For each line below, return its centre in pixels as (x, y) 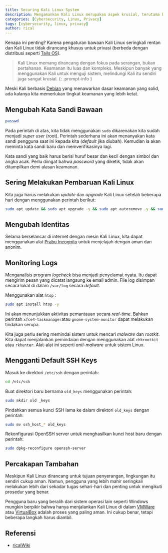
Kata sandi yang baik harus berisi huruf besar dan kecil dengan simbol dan (82, 156)
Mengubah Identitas (37, 225)
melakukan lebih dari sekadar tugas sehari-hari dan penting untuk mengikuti (84, 487)
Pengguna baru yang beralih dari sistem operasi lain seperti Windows (77, 502)
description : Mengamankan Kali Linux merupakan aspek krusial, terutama (82, 14)
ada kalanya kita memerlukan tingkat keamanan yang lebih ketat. (72, 94)
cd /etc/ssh (17, 382)
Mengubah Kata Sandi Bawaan (54, 110)
